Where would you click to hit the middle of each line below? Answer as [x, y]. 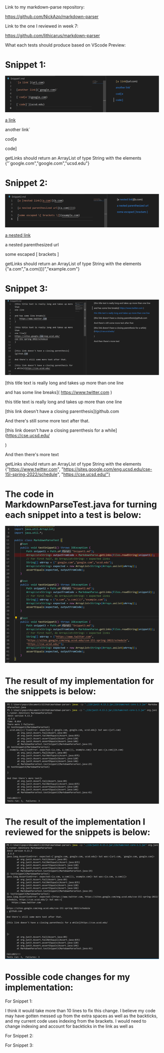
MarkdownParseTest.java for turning [81, 505]
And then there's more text [32, 455]
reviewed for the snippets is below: [78, 832]
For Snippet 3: [19, 1045]
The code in [30, 494]
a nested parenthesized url [32, 245]
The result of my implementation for [80, 681]
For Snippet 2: [19, 1035]
